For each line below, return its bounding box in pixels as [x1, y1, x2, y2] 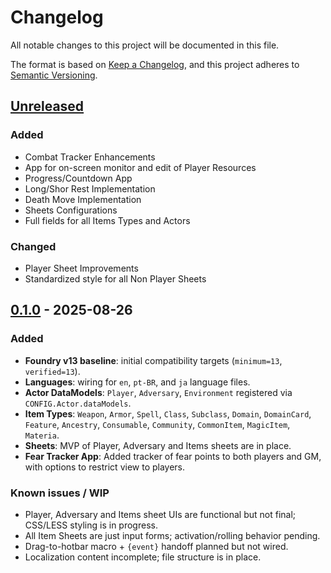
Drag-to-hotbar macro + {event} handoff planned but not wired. [24, 540, 289, 552]
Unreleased [10, 98, 85, 115]
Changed [10, 239, 57, 253]
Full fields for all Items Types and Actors [24, 214, 191, 226]
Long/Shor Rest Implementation [24, 182, 156, 195]
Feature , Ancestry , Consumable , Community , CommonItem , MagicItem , [24, 418, 291, 430]
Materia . [24, 429, 60, 441]
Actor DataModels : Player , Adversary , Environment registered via [24, 386, 293, 398]
